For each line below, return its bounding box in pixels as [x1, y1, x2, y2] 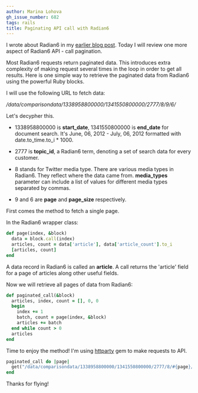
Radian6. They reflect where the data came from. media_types [14, 172, 168, 179]
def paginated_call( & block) [6, 292, 75, 298]
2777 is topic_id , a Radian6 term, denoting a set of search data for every [14, 148, 192, 155]
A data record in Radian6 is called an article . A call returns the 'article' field [6, 263, 189, 270]
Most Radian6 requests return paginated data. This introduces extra [6, 59, 171, 66]
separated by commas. [14, 185, 71, 192]
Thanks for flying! [6, 380, 49, 388]
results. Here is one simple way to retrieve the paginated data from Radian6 [6, 72, 190, 79]
